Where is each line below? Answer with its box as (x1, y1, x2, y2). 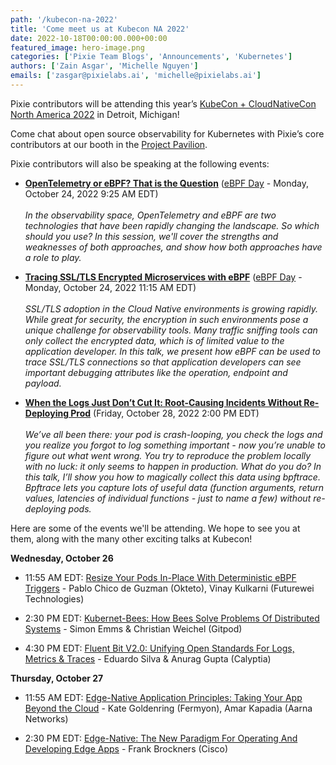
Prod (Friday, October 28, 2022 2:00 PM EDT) (70, 407, 260, 419)
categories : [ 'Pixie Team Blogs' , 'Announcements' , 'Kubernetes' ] (10, 52, 293, 62)
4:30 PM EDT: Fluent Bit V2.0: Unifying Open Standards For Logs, (24, 642, 295, 654)
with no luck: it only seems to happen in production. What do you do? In (24, 460, 322, 472)
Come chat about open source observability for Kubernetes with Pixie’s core (10, 127, 325, 140)
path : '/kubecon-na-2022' (10, 14, 118, 25)
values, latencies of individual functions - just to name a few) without (24, 492, 312, 504)
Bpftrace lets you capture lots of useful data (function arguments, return (24, 481, 325, 493)
